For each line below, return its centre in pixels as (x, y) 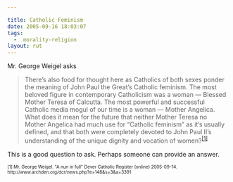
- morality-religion (45, 39)
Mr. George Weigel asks (42, 66)
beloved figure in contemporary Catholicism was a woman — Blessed (125, 95)
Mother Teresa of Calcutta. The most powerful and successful (115, 102)
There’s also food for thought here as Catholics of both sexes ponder (125, 80)
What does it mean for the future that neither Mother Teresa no (116, 117)
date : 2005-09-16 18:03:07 (47, 26)
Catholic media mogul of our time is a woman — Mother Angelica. (120, 110)
